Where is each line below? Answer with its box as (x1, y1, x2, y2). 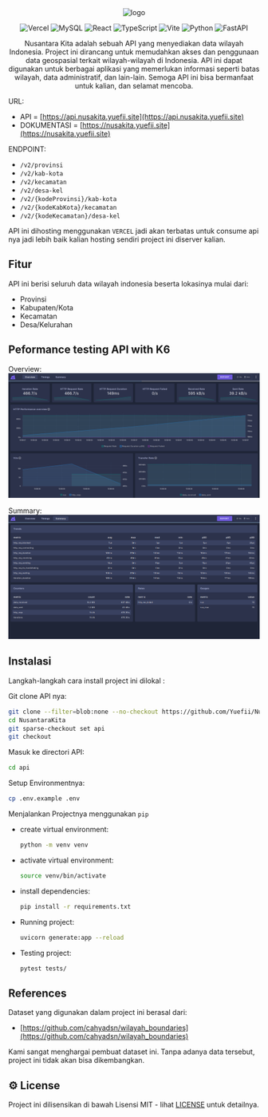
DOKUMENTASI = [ (19, 120, 83, 130)
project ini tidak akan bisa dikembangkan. (8, 1056, 145, 1065)
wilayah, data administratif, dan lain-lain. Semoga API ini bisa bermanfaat (14, 73, 254, 82)
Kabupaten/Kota (19, 302, 74, 312)
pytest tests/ (19, 965, 67, 973)
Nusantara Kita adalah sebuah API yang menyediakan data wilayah (24, 39, 244, 48)
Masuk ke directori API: (8, 748, 85, 757)
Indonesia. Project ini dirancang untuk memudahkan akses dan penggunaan (9, 47, 259, 57)
